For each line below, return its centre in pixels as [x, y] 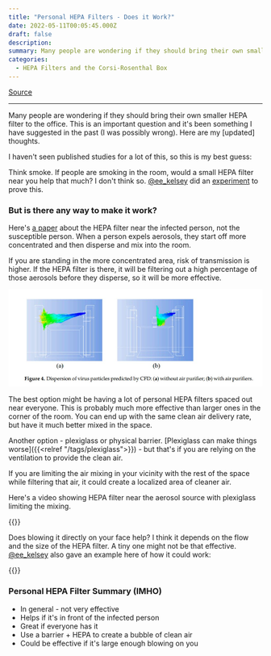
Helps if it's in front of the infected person [90, 617]
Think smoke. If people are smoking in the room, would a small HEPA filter [131, 172]
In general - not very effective [69, 608]
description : [30, 43]
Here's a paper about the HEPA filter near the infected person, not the [124, 228]
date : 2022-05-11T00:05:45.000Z [63, 25]
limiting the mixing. [40, 506]
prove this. [26, 189]
